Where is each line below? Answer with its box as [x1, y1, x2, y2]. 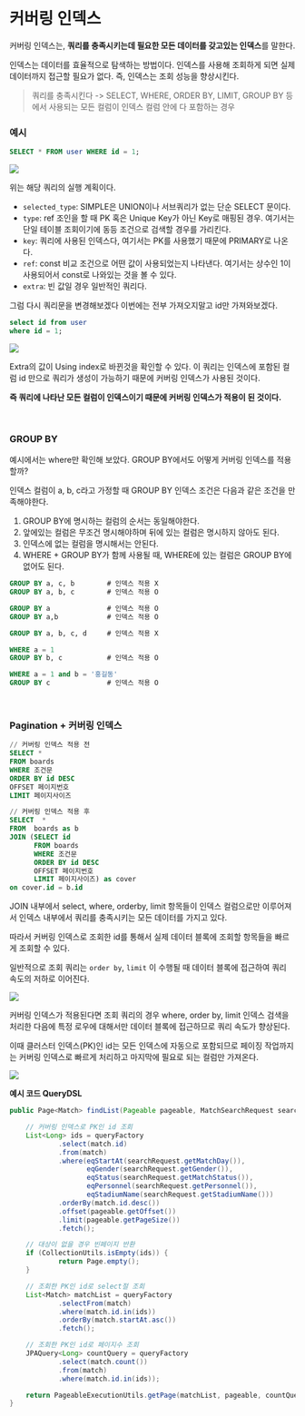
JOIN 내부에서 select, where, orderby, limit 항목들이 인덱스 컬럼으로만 [9, 900, 261, 912]
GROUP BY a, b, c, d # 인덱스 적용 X [9, 628, 159, 638]
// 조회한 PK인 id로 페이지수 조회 [25, 1341, 139, 1350]
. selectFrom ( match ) [57, 1299, 132, 1308]
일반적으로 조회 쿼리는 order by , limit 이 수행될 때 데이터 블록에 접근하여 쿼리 [9, 962, 288, 973]
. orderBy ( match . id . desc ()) [57, 1198, 161, 1207]
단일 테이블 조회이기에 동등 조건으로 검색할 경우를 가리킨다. [22, 224, 231, 235]
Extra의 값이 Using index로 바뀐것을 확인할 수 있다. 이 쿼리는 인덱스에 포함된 [9, 360, 281, 372]
